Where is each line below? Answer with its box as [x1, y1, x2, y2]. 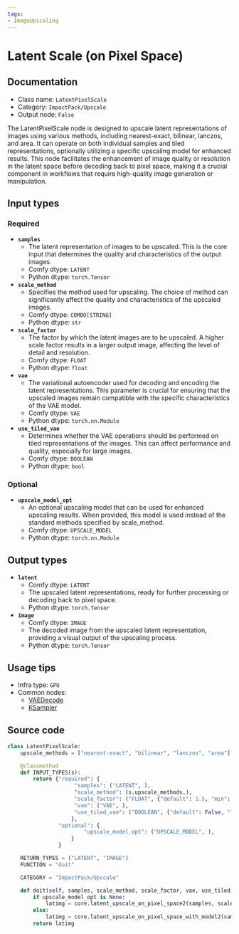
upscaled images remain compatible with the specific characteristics [28, 394, 230, 402]
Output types [7, 554, 68, 566]
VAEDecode [28, 696, 64, 705]
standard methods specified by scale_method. [28, 518, 165, 527]
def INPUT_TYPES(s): [20, 769, 81, 776]
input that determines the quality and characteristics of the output [28, 250, 222, 258]
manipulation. [7, 177, 48, 185]
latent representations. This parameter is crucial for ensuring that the [28, 386, 230, 395]
